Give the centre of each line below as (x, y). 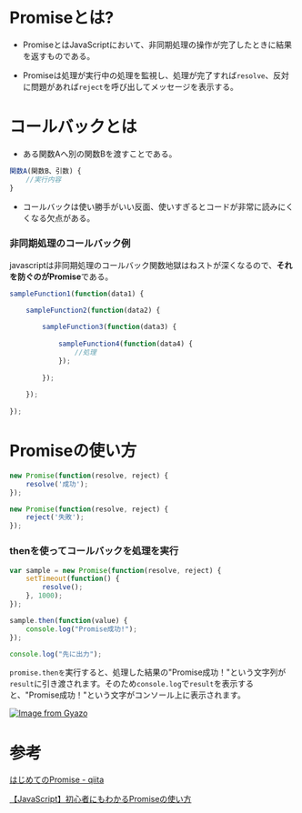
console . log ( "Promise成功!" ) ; (82, 629)
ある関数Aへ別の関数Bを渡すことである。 (100, 154)
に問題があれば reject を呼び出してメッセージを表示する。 (131, 86)
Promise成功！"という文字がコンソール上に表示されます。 (137, 695)
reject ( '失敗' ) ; (55, 517)
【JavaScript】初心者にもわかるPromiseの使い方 (101, 799)
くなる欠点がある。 (59, 217)
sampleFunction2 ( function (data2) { (93, 310)
